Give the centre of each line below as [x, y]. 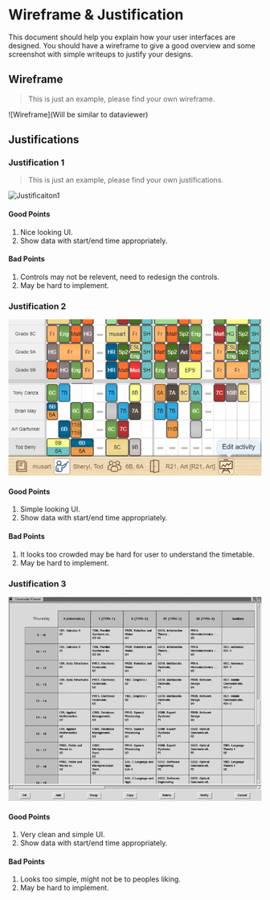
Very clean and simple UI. [62, 835]
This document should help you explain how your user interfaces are [122, 37]
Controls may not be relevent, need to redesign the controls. [119, 277]
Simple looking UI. [50, 509]
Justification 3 [37, 583]
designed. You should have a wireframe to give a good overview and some [132, 45]
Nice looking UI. [47, 232]
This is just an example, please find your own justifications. [125, 180]
